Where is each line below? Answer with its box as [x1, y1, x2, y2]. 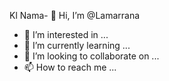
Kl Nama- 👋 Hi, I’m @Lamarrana [9, 10, 141, 21]
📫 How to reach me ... [23, 61, 117, 73]
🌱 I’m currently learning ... [23, 40, 131, 51]
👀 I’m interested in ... [23, 29, 109, 40]
